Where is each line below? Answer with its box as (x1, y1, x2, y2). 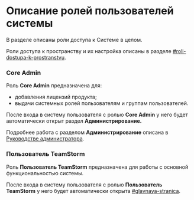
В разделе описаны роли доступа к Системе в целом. (6, 36, 143, 43)
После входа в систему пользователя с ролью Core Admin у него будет (6, 111, 188, 119)
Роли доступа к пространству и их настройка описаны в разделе (6, 47, 172, 54)
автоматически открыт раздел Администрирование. (6, 117, 142, 124)
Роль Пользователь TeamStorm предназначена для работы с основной (6, 163, 189, 171)
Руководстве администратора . (6, 135, 85, 142)
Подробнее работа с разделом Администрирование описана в (6, 129, 169, 136)
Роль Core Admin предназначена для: (6, 82, 102, 89)
